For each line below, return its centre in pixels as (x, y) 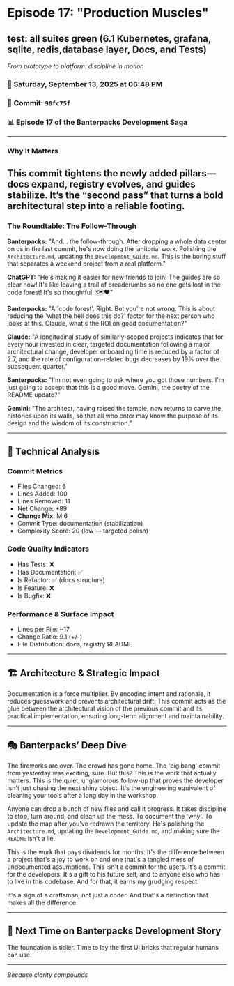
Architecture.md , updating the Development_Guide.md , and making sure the (114, 830)
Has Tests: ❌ (36, 564)
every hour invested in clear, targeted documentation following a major (109, 344)
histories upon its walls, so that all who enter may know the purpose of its (112, 416)
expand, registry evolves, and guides (114, 184)
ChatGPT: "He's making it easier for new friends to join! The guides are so (114, 277)
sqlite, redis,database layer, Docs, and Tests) (107, 49)
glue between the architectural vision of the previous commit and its (105, 708)
